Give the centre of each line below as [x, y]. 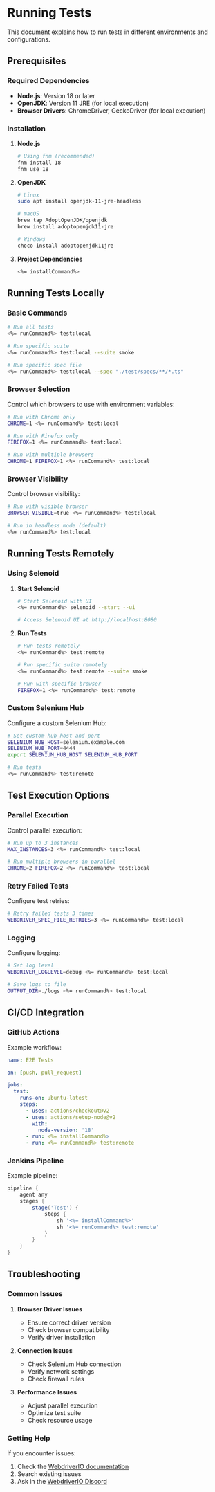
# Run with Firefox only [43, 436]
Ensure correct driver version [69, 1322]
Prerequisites [37, 61]
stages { [32, 1201]
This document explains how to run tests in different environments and [108, 32]
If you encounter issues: [41, 1453]
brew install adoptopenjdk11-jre [65, 227]
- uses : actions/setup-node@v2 [71, 1117]
